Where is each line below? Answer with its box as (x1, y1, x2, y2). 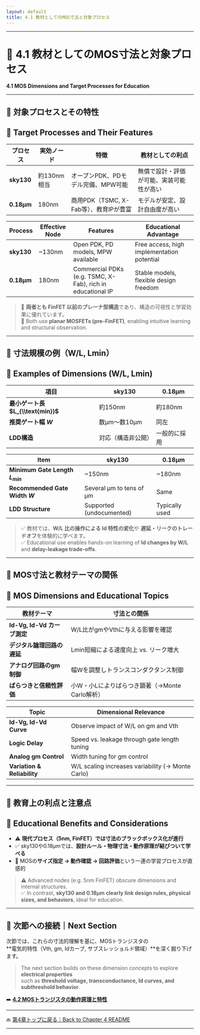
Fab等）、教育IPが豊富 (71, 205, 132, 213)
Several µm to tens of (84, 484, 144, 493)
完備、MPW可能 (83, 180, 128, 189)
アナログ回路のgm (9, 661, 61, 669)
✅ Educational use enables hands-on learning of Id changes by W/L (20, 539, 189, 546)
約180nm (155, 403, 183, 411)
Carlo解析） (70, 690, 104, 699)
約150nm (99, 403, 126, 411)
